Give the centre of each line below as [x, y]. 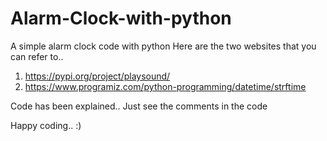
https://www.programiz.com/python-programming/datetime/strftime [165, 86]
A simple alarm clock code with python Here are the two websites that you [163, 46]
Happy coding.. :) [46, 125]
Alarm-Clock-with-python [121, 18]
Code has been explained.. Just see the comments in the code [139, 106]
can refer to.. [37, 56]
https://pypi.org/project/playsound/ [97, 76]
